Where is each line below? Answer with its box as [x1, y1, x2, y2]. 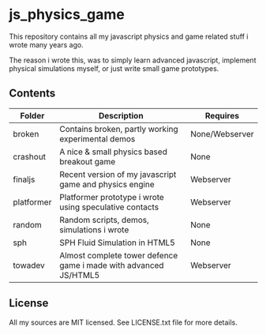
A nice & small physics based [59, 146, 168, 157]
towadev [13, 259, 46, 270]
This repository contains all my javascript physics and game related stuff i [9, 32, 249, 41]
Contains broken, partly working [59, 123, 178, 134]
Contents [9, 87, 56, 100]
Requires [204, 110, 240, 121]
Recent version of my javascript [59, 168, 177, 179]
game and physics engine [59, 179, 155, 190]
